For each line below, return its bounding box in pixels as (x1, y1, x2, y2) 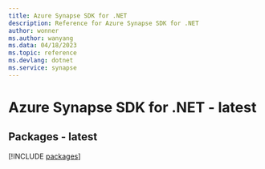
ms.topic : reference (8, 49, 78, 57)
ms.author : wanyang (8, 34, 74, 42)
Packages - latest (8, 130, 98, 144)
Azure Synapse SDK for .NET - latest (8, 98, 257, 116)
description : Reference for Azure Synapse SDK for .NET (8, 19, 199, 27)
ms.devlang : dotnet (8, 57, 74, 65)
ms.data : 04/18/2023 (8, 42, 78, 50)
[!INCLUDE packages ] (8, 151, 81, 161)
